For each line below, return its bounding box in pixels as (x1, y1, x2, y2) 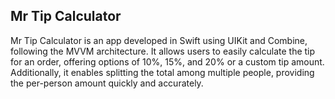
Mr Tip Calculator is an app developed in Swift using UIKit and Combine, (10, 34, 308, 46)
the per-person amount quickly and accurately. (10, 77, 204, 89)
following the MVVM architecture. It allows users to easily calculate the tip (10, 45, 316, 57)
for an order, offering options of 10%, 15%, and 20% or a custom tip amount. (10, 55, 325, 68)
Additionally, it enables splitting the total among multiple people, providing (10, 66, 315, 78)
